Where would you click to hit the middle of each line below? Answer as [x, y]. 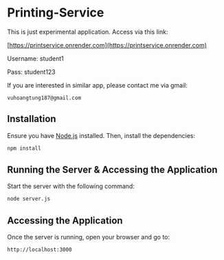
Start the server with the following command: [71, 186]
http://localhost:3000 [40, 250]
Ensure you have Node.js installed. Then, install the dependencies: [101, 135]
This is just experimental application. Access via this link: [88, 32]
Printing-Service [56, 13]
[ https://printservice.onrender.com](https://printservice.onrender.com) [107, 45]
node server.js [29, 199]
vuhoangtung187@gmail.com [44, 98]
